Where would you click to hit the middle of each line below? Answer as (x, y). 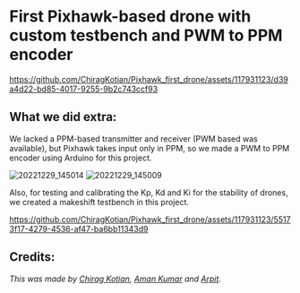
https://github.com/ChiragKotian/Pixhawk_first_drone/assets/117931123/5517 (150, 219)
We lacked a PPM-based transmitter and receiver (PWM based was (133, 138)
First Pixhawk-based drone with (130, 17)
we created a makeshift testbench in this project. (99, 202)
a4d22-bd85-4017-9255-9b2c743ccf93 (84, 89)
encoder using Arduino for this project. (81, 158)
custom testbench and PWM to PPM (146, 35)
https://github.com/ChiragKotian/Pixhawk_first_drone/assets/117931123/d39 (149, 79)
